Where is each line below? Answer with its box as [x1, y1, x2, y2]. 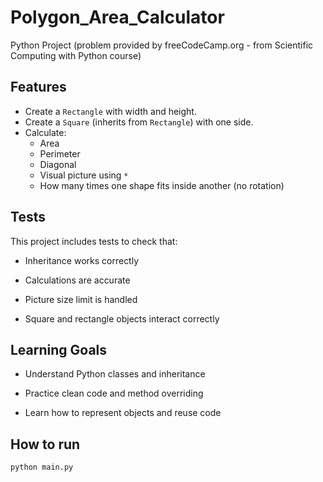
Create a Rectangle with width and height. [24, 105, 197, 117]
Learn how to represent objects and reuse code [24, 407, 222, 419]
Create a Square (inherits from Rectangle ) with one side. [24, 116, 254, 128]
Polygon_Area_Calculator [10, 6, 225, 29]
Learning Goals [10, 341, 108, 358]
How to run [10, 436, 81, 453]
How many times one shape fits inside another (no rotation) [39, 179, 285, 191]
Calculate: [24, 126, 67, 138]
